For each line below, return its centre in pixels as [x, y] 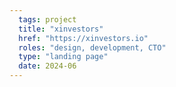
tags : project [47, 19]
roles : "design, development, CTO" [92, 47]
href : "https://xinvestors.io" [83, 38]
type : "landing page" [63, 57]
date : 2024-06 [47, 66]
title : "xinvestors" [61, 29]
